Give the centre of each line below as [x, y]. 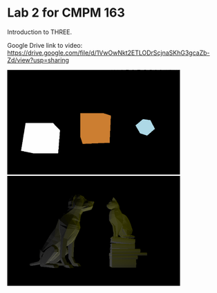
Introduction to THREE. [40, 32]
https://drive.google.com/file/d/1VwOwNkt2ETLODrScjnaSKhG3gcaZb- [108, 53]
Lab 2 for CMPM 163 [66, 13]
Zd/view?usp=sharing [38, 60]
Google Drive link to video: [45, 45]
